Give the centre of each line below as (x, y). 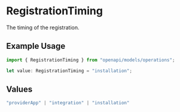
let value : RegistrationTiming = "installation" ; (69, 71)
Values (19, 89)
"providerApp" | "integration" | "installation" (68, 103)
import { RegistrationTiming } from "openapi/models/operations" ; (91, 60)
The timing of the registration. (43, 27)
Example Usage (36, 46)
